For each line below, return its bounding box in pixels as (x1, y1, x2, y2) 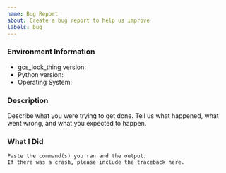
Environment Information (7, 47, 95, 56)
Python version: (17, 70, 64, 78)
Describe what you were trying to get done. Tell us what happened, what (7, 111, 219, 120)
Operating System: (17, 78, 73, 86)
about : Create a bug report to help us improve (7, 17, 150, 24)
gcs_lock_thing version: (17, 63, 87, 71)
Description (7, 95, 49, 105)
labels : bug (7, 23, 42, 30)
